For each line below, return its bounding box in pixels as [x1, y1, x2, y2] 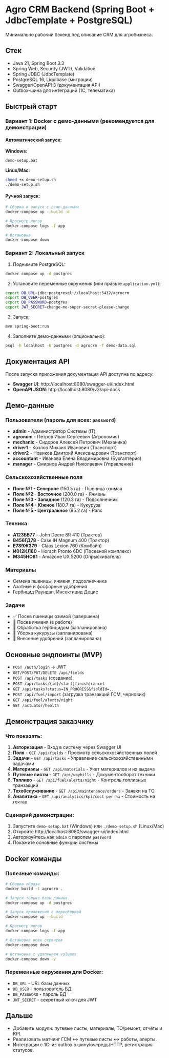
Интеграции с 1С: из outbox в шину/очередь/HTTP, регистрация [12, 1041, 153, 1048]
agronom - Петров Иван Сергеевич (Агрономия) [12, 434, 119, 440]
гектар [12, 798, 28, 804]
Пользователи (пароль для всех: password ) [5, 416, 116, 424]
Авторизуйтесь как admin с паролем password [12, 834, 111, 840]
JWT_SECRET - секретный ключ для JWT [12, 996, 97, 1003]
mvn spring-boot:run [5, 324, 50, 329]
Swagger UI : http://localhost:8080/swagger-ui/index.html [12, 381, 135, 387]
